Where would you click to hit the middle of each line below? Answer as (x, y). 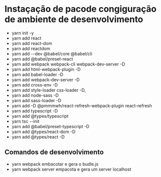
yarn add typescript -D (35, 111)
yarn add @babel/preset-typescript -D (50, 126)
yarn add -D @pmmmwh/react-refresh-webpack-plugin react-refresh (82, 106)
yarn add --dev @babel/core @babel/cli (52, 54)
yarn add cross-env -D (35, 85)
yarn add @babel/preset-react (42, 59)
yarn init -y (23, 33)
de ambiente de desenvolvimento (74, 19)
